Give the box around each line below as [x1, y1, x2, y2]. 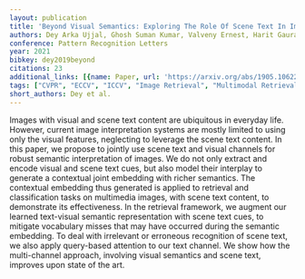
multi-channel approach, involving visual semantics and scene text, [9, 249, 261, 260]
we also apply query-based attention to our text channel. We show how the [9, 240, 290, 251]
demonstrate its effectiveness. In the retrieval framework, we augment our [9, 201, 287, 212]
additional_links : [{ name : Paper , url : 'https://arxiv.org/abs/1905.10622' [9, 73, 302, 82]
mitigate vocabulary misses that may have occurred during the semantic [9, 220, 280, 232]
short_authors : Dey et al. [9, 89, 112, 98]
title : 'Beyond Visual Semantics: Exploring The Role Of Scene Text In [9, 22, 286, 31]
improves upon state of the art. [9, 259, 125, 270]
